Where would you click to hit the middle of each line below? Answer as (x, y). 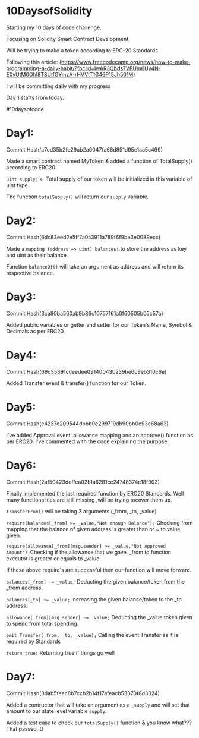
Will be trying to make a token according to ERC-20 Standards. (83, 50)
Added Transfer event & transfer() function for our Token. (76, 383)
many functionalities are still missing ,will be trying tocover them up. (89, 500)
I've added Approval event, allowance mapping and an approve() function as (100, 435)
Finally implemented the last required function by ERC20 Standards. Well (95, 493)
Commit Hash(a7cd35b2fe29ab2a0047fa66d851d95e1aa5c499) (85, 149)
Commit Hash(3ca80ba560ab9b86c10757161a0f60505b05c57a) (85, 313)
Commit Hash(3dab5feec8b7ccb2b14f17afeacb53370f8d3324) (83, 693)
